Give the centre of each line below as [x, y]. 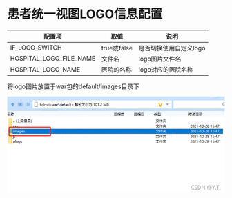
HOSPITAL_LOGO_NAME [45, 69]
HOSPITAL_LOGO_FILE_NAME [53, 59]
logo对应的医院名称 [166, 70]
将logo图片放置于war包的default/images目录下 [74, 86]
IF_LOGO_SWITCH [36, 48]
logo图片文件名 [160, 59]
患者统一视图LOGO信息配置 [85, 14]
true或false [117, 48]
